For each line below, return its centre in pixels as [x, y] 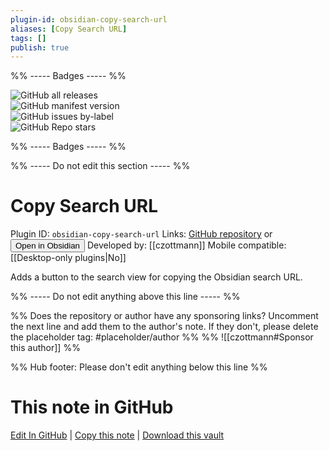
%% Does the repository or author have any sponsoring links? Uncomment [164, 316]
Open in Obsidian [47, 246]
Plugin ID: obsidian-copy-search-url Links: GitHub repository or [141, 234]
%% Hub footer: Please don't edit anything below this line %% [139, 367]
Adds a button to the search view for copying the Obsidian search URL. [156, 277]
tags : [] [28, 38]
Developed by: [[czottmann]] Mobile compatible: [186, 245]
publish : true [40, 47]
